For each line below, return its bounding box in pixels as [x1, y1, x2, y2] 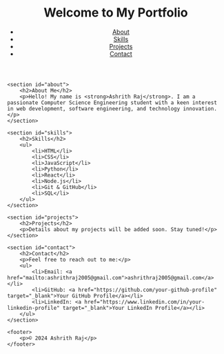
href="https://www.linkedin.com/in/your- [83, 298, 205, 305]
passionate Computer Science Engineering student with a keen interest [7, 99, 217, 106]
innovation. [183, 105, 217, 112]
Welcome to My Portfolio [43, 5, 188, 21]
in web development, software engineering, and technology [7, 105, 181, 112]
